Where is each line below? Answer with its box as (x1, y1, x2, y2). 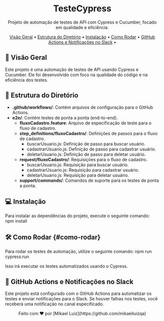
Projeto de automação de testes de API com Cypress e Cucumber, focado (8, 19, 157, 25)
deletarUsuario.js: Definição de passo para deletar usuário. (26, 151, 146, 157)
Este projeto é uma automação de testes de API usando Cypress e (5, 66, 139, 72)
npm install (5, 218, 27, 224)
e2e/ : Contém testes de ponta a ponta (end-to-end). (12, 115, 118, 120)
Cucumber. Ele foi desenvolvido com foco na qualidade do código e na (5, 72, 148, 78)
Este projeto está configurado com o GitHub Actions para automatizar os (5, 291, 152, 296)
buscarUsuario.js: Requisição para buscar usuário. (26, 162, 129, 168)
